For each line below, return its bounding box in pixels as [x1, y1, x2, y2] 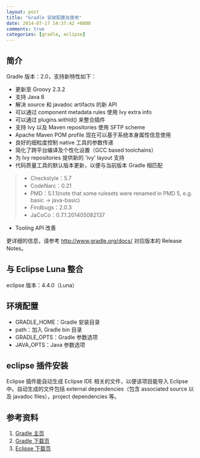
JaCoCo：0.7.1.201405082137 [30, 211, 105, 219]
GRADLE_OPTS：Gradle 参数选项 [15, 333, 98, 341]
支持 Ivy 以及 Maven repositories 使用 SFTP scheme [15, 123, 145, 131]
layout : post [6, 9, 40, 15]
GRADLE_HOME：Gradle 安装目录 [15, 318, 100, 326]
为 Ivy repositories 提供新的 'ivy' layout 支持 [15, 154, 125, 161]
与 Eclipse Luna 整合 [6, 264, 84, 275]
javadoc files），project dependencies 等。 [13, 393, 120, 400]
